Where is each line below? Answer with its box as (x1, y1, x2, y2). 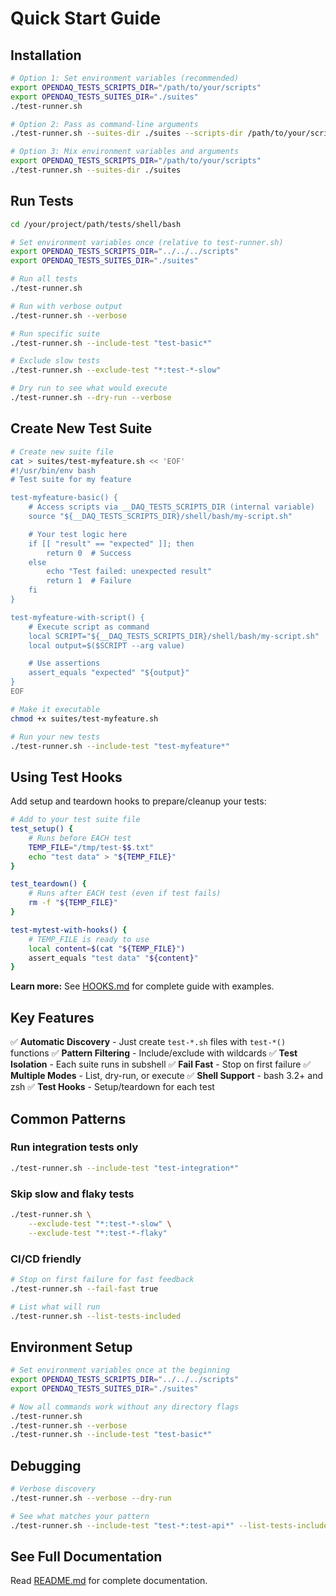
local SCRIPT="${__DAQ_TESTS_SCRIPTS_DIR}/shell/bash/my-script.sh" (28, 631, 320, 641)
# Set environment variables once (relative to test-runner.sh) (10, 237, 284, 247)
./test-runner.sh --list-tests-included (10, 1311, 182, 1321)
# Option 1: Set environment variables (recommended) (10, 73, 240, 83)
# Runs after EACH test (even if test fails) (28, 888, 222, 899)
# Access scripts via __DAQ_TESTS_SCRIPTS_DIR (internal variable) (28, 502, 315, 512)
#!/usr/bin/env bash (10, 465, 97, 476)
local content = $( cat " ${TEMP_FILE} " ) (28, 943, 186, 954)
